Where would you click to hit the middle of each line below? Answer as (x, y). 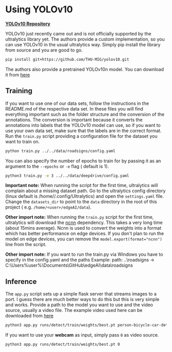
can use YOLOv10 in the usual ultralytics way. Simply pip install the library (83, 44)
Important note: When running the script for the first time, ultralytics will (82, 186)
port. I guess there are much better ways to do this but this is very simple (82, 300)
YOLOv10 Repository (28, 24)
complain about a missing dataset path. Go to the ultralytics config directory (85, 191)
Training (19, 91)
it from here (18, 75)
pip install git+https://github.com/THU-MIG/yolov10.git (67, 59)
